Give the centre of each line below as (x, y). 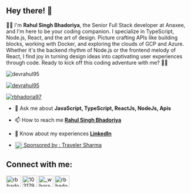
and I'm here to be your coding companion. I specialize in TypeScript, (90, 31)
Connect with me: (39, 164)
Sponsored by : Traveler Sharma (62, 145)
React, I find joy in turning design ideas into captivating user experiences (94, 56)
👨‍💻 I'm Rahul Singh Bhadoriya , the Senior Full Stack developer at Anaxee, (96, 25)
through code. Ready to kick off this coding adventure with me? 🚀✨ (87, 62)
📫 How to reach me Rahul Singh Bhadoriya (68, 120)
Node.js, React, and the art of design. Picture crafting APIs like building (92, 37)
